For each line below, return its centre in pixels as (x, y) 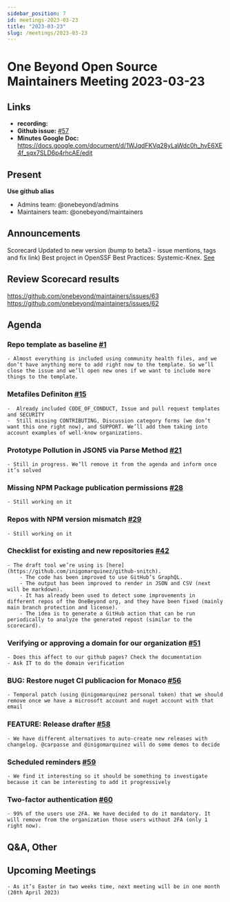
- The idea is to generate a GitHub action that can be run (107, 614)
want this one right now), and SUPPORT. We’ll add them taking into (107, 427)
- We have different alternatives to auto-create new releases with (107, 738)
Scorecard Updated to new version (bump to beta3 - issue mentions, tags (112, 250)
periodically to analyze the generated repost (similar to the (100, 619)
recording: (32, 124)
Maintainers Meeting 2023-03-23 (106, 82)
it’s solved (24, 470)
